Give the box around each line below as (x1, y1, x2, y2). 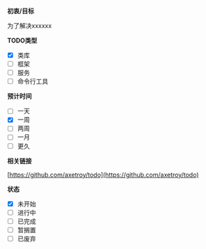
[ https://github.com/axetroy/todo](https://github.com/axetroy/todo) (7, 170, 200, 179)
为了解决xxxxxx (7, 22, 52, 30)
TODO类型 (7, 36, 38, 45)
